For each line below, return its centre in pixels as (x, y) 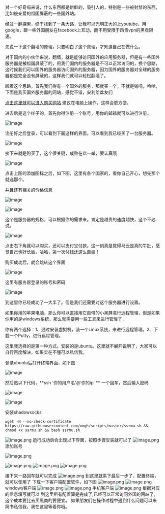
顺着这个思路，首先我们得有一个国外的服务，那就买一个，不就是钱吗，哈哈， (82, 86)
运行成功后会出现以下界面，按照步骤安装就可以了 (82, 440)
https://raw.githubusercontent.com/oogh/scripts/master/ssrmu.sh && (77, 426)
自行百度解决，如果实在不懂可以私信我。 (46, 352)
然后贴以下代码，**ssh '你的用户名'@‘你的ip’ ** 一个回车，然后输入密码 (77, 383)
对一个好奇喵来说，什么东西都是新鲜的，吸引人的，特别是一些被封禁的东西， (82, 7)
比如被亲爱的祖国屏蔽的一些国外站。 (42, 13)
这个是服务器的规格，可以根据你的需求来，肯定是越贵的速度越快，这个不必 (80, 219)
